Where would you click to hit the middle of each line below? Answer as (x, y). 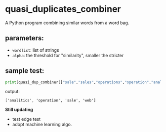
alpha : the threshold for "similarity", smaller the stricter (68, 55)
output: (12, 92)
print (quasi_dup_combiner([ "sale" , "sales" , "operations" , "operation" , (78, 82)
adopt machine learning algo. (42, 125)
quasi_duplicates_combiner (63, 9)
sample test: (25, 71)
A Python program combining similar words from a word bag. (67, 23)
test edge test (26, 119)
